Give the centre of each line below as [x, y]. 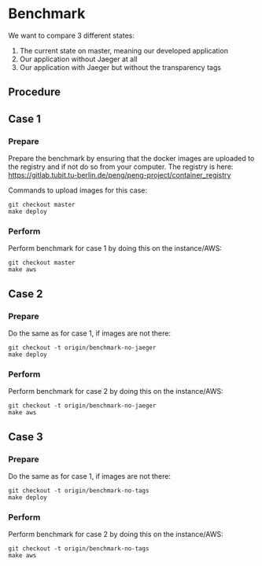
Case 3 [26, 437]
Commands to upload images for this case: [78, 190]
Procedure [35, 92]
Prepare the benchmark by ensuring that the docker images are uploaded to [131, 159]
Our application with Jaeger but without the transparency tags [120, 67]
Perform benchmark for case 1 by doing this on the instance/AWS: [115, 248]
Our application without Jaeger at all [78, 59]
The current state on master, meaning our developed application [124, 50]
